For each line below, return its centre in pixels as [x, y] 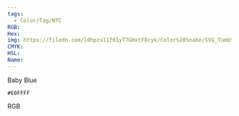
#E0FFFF [19, 93]
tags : [15, 14]
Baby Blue [22, 80]
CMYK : [15, 47]
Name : [15, 60]
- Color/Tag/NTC [38, 21]
